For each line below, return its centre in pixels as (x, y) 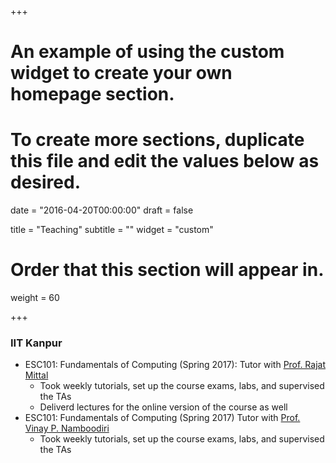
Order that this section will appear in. (167, 270)
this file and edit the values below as (165, 161)
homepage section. (92, 94)
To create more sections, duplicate (157, 140)
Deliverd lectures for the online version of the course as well (163, 407)
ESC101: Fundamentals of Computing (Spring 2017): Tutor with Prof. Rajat (175, 365)
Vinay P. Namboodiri (67, 428)
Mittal (36, 375)
